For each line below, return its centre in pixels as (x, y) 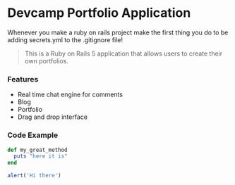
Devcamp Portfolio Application (99, 13)
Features (23, 79)
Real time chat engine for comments (70, 95)
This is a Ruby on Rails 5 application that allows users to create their (123, 53)
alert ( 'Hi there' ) (34, 176)
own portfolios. (47, 60)
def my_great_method (38, 150)
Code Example (33, 135)
